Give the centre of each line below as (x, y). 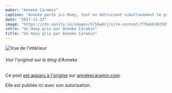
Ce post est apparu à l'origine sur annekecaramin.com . (63, 75)
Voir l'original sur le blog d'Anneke (41, 59)
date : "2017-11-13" (26, 19)
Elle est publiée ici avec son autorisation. (48, 85)
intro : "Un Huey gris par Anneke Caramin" (51, 29)
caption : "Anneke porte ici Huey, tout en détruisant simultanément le (83, 15)
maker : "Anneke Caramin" (32, 10)
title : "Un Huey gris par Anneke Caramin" (51, 34)
